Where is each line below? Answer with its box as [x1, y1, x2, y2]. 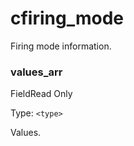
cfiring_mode [10, 7, 125, 30]
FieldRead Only [10, 88, 73, 100]
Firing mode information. [10, 40, 112, 52]
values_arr [10, 65, 63, 79]
